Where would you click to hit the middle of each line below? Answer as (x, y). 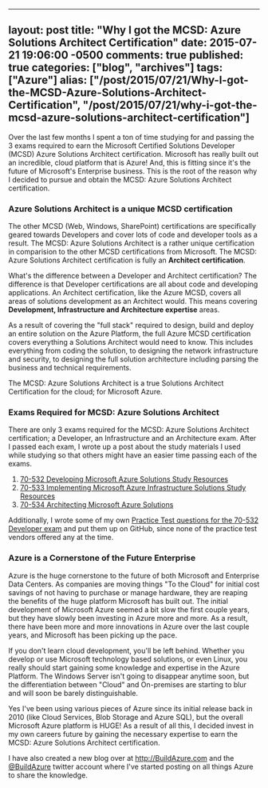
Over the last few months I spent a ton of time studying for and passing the (131, 137)
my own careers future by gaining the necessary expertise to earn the (123, 734)
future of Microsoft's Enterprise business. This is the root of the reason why (133, 171)
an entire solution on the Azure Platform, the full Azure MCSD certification (130, 334)
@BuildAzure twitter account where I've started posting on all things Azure (131, 766)
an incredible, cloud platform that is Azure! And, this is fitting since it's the (130, 162)
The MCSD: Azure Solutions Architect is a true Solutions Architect (116, 383)
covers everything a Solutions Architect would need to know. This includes (131, 342)
